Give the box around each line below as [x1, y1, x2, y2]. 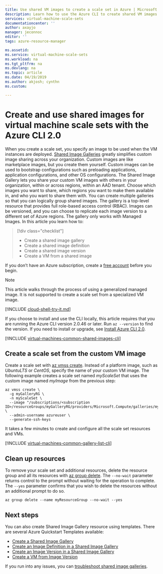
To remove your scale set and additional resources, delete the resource [5, 467, 147, 473]
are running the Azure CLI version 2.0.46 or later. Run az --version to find [5, 321, 153, 326]
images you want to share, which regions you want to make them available [5, 187, 154, 193]
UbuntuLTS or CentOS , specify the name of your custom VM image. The [5, 367, 149, 373]
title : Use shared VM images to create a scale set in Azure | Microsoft [5, 7, 158, 12]
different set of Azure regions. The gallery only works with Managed [5, 213, 142, 219]
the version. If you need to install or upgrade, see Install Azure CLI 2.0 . [5, 326, 146, 332]
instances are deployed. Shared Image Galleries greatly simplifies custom [5, 151, 152, 157]
